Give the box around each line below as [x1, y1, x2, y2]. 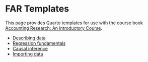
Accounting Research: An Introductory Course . [5, 25, 102, 31]
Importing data [12, 51, 43, 57]
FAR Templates [5, 3, 69, 15]
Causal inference [12, 45, 48, 51]
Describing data [12, 35, 46, 41]
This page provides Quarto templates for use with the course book [5, 20, 143, 26]
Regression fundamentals [12, 40, 66, 46]
